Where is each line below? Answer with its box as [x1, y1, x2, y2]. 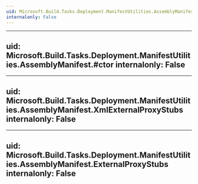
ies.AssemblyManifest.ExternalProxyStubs [6, 159, 169, 169]
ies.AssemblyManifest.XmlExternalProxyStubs [6, 105, 184, 115]
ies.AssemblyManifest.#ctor [6, 59, 114, 69]
